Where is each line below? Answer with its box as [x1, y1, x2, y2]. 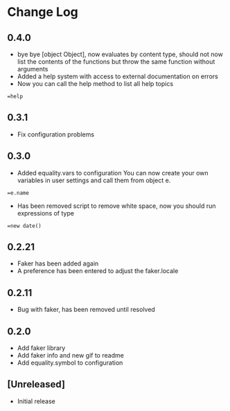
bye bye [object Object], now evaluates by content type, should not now [17, 50, 223, 58]
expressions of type [17, 209, 75, 217]
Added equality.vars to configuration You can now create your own [17, 168, 209, 177]
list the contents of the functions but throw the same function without [17, 58, 215, 66]
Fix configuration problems [17, 130, 95, 139]
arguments [17, 65, 48, 73]
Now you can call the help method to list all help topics [17, 80, 174, 87]
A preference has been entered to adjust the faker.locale [17, 267, 179, 275]
